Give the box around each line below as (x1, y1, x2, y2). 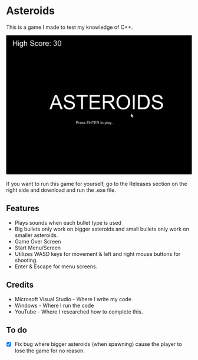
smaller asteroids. (14, 231, 58, 239)
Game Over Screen (14, 238, 61, 245)
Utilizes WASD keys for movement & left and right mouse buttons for (14, 250, 181, 257)
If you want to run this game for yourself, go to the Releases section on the (6, 180, 187, 187)
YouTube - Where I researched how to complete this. (14, 308, 143, 315)
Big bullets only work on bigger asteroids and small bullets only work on (14, 225, 190, 232)
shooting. (14, 256, 38, 264)
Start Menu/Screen (14, 244, 61, 251)
